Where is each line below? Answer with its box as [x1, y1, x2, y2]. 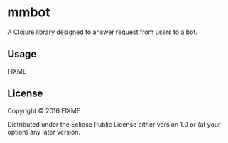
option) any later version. [7, 127, 80, 136]
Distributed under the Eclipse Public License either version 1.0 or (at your [7, 120, 221, 128]
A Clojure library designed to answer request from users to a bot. [7, 28, 197, 36]
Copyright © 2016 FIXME [7, 106, 81, 115]
